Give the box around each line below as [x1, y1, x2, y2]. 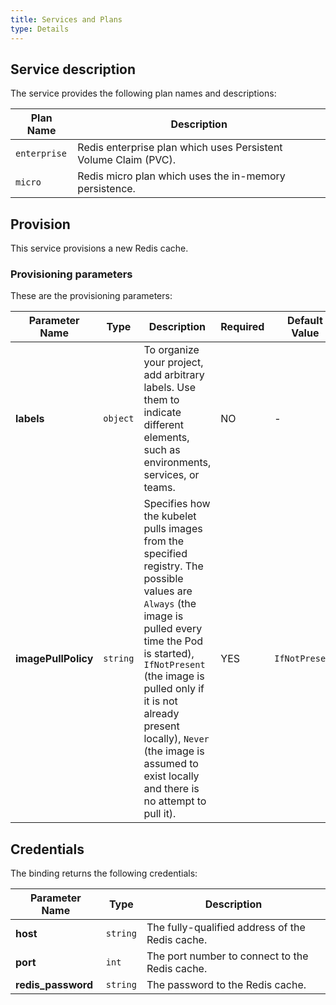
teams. [143, 481, 176, 495]
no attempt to [143, 794, 207, 808]
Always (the [143, 597, 197, 611]
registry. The [143, 559, 204, 573]
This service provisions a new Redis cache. [10, 242, 189, 255]
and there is [143, 782, 200, 796]
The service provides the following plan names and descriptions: [10, 87, 277, 100]
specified [143, 547, 188, 561]
